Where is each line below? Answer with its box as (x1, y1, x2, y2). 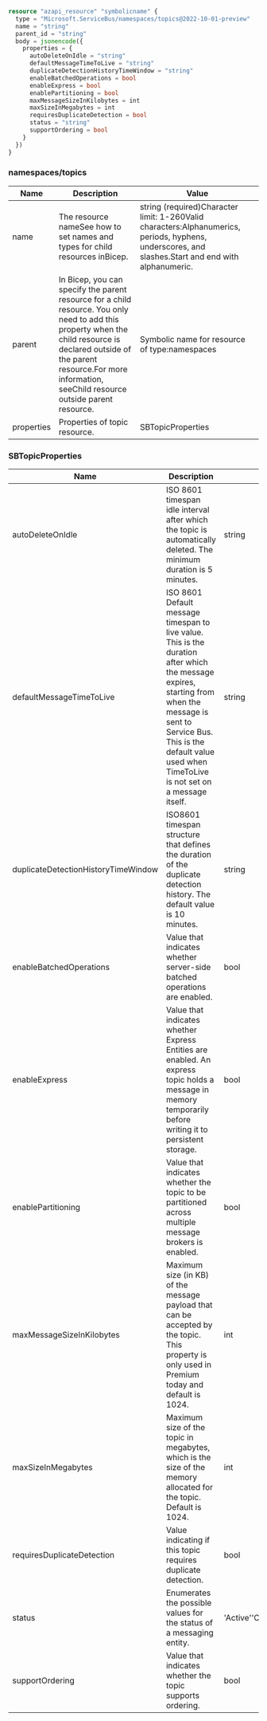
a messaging (165, 1627, 215, 1638)
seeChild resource (58, 383, 127, 395)
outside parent (58, 393, 114, 404)
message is (165, 706, 209, 717)
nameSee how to (58, 221, 122, 232)
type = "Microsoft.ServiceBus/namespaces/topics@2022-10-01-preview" (15, 14, 250, 23)
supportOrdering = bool (29, 126, 109, 134)
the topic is (165, 525, 208, 536)
